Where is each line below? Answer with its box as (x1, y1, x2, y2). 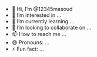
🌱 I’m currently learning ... (11, 18, 75, 24)
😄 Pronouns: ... (11, 39, 50, 46)
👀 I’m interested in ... (11, 12, 62, 19)
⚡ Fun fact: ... (11, 45, 44, 52)
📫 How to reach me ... (11, 31, 66, 37)
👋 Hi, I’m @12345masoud (11, 6, 73, 12)
